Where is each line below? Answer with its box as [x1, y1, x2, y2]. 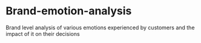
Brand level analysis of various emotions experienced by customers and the [5, 24, 195, 31]
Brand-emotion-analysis [5, 4, 132, 18]
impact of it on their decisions [5, 30, 80, 37]
